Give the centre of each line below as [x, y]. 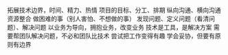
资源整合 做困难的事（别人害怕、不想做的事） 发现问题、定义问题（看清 [108, 19]
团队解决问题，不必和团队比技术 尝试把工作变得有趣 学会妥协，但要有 [117, 36]
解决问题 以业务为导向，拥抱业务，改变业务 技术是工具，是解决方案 [117, 27]
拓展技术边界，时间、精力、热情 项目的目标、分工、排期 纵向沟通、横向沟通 [114, 10]
